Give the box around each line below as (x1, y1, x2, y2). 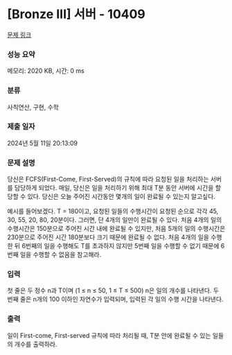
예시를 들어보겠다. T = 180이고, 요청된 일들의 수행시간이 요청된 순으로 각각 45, (7, 207, 219, 216)
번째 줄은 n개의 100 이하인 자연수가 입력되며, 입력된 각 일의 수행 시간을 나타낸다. (7, 295, 224, 304)
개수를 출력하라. (14, 340, 57, 348)
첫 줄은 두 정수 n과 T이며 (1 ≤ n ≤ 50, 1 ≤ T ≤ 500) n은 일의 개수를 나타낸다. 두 (7, 286, 220, 295)
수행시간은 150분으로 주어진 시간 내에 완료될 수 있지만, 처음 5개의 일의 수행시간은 (7, 225, 226, 233)
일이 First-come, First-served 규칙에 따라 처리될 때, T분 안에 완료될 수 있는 (7, 331, 211, 340)
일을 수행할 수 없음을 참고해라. (19, 250, 102, 259)
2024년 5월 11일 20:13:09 (7, 139, 78, 147)
